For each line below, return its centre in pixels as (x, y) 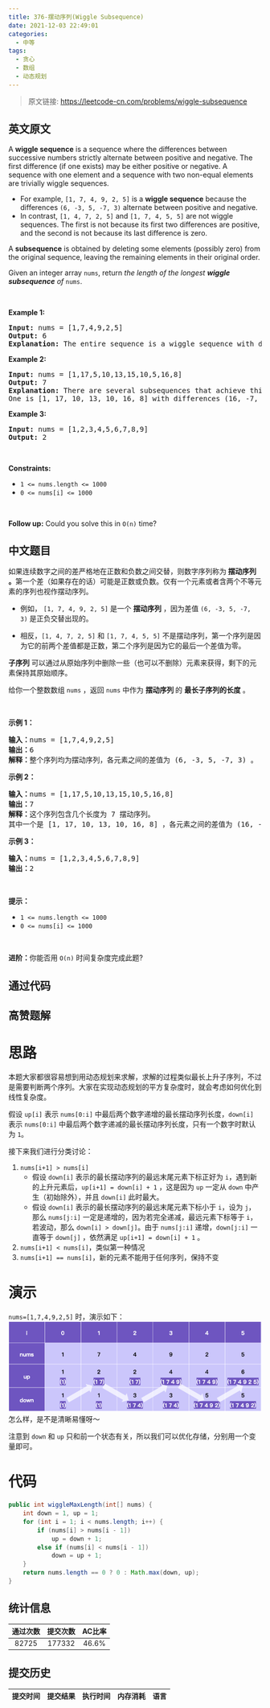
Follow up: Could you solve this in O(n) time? (83, 523)
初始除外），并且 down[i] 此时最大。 (105, 1197)
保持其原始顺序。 (43, 673)
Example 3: (27, 413)
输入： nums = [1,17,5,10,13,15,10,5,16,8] (91, 794)
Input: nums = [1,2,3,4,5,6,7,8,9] (78, 429)
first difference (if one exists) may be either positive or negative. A (118, 166)
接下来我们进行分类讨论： (51, 1152)
